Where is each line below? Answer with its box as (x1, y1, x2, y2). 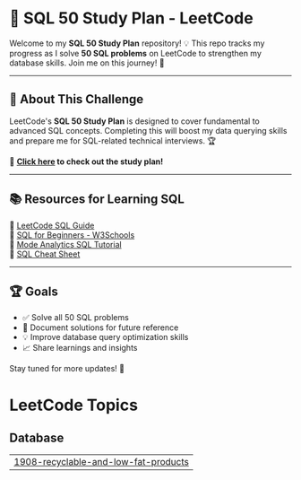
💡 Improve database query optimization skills (21, 332, 189, 343)
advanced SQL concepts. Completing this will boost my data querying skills (9, 125, 288, 135)
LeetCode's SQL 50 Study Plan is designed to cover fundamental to (9, 116, 260, 127)
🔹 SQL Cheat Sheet (9, 249, 81, 259)
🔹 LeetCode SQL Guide (9, 220, 95, 231)
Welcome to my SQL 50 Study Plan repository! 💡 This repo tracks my (9, 38, 265, 48)
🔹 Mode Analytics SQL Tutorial (9, 239, 123, 249)
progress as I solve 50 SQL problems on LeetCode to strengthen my (9, 48, 262, 58)
